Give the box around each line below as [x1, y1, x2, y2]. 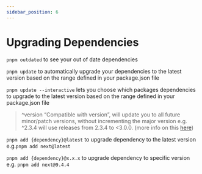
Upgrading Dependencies [6, 35, 139, 49]
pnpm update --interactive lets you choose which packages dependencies [6, 86, 197, 93]
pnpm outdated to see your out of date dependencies [6, 56, 139, 63]
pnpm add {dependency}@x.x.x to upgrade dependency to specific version [6, 154, 190, 161]
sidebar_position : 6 [6, 9, 59, 15]
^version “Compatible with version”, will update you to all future [21, 111, 181, 118]
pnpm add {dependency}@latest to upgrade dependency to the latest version [6, 135, 197, 143]
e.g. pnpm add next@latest [6, 142, 71, 149]
